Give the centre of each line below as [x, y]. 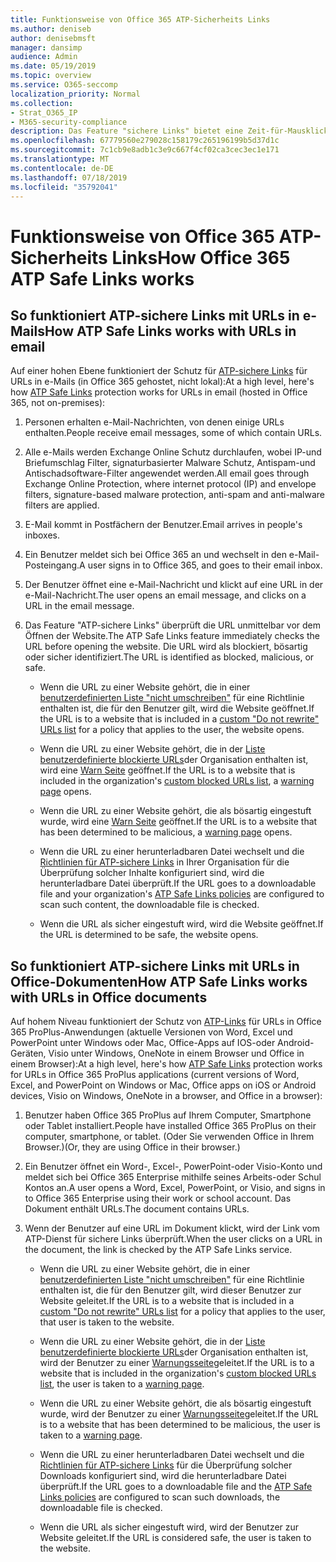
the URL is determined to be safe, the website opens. [149, 935]
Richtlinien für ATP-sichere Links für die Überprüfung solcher [166, 1465]
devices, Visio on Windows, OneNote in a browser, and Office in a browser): [166, 1096]
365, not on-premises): [58, 403]
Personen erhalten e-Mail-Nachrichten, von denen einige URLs [154, 422]
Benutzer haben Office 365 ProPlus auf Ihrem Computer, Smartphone [168, 1115]
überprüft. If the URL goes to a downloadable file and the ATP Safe [176, 1487]
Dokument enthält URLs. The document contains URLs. [137, 1209]
